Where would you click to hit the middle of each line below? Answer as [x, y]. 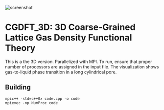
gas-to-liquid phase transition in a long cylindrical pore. [61, 72]
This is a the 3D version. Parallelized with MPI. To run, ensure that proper [79, 62]
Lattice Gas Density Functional [69, 38]
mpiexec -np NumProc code [31, 103]
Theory [20, 48]
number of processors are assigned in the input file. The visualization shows [82, 66]
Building [18, 87]
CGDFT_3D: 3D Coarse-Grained [70, 27]
